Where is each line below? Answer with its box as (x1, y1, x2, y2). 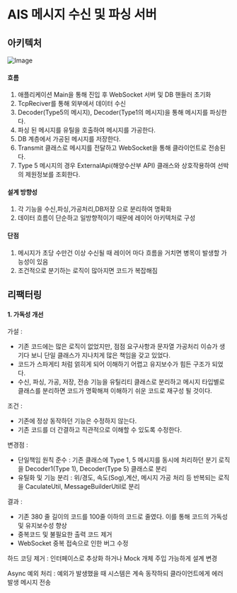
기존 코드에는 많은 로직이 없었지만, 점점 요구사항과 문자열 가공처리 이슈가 (17, 342, 218, 351)
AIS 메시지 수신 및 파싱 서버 (7, 6, 157, 23)
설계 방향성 (7, 187, 37, 196)
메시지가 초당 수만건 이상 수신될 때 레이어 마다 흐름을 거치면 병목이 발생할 (17, 248, 220, 257)
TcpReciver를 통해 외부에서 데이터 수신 (17, 99, 127, 108)
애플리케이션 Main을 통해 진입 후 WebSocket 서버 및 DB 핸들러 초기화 (17, 90, 212, 99)
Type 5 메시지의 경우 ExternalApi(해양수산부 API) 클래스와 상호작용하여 (17, 161, 216, 170)
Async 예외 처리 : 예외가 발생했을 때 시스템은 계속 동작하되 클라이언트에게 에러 (7, 569, 224, 578)
